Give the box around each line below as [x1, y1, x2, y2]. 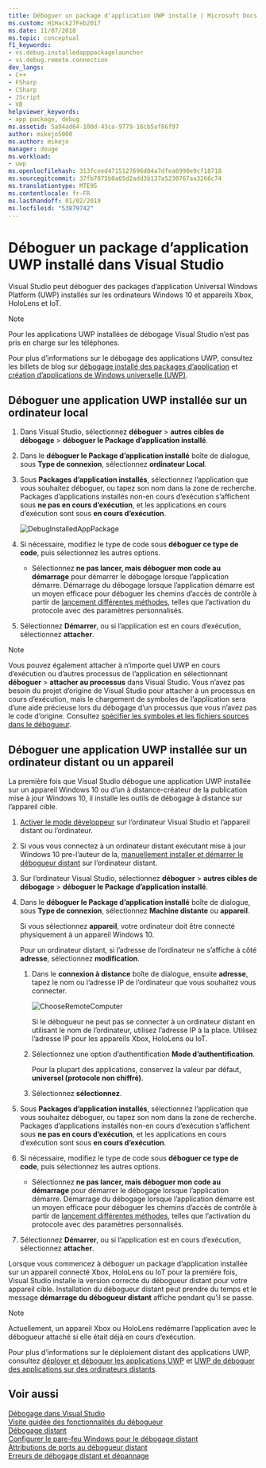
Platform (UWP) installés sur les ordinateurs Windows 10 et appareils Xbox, [8, 290, 254, 299]
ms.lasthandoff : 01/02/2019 [8, 197, 102, 205]
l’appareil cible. [8, 801, 58, 811]
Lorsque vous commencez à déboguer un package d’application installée [8, 1259, 248, 1268]
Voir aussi [8, 1388, 59, 1401]
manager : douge [8, 145, 59, 153]
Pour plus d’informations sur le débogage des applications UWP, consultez [8, 354, 253, 363]
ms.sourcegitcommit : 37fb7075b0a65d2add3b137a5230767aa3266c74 [8, 174, 222, 183]
